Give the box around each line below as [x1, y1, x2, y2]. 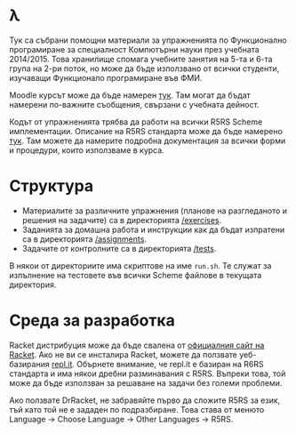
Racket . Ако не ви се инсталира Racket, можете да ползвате [9, 349, 237, 360]
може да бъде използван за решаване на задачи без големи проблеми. [9, 377, 283, 388]
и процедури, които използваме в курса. [9, 144, 164, 156]
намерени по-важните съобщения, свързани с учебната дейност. [9, 99, 260, 109]
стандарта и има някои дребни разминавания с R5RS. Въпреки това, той [9, 368, 286, 379]
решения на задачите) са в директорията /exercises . [21, 214, 222, 225]
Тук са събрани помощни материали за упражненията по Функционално [9, 35, 287, 45]
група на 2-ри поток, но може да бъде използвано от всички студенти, [9, 63, 280, 74]
